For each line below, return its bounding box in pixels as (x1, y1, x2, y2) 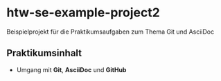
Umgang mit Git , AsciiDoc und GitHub (16, 65, 127, 73)
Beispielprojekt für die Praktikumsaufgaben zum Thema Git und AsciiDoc (6, 27, 215, 36)
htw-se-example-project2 (6, 5, 160, 21)
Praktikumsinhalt (6, 47, 82, 59)
